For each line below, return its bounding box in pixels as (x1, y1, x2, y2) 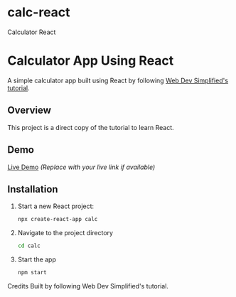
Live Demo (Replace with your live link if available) (7, 163, 156, 171)
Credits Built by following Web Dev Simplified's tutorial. (7, 281, 169, 290)
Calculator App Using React (7, 53, 174, 69)
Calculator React (7, 28, 56, 36)
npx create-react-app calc (17, 216, 98, 223)
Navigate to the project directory (17, 229, 114, 237)
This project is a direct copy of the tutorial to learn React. (7, 123, 174, 131)
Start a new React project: (17, 202, 95, 210)
